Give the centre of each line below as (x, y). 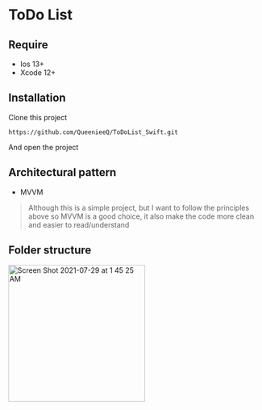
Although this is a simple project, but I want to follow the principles (139, 207)
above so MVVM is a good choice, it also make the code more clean (141, 216)
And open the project (44, 147)
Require (28, 45)
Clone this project (38, 117)
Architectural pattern (62, 172)
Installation (37, 98)
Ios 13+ (32, 64)
